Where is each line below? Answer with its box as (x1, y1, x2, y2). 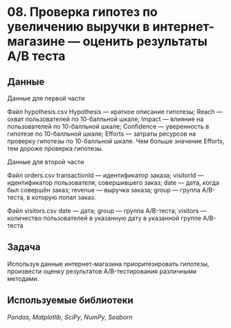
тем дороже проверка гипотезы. (7, 145, 104, 152)
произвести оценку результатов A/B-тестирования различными (7, 267, 197, 275)
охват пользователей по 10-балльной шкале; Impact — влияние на (7, 115, 204, 123)
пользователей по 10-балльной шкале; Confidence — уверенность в (7, 122, 210, 130)
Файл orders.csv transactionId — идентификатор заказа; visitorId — (7, 171, 204, 179)
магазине (7, 34, 66, 49)
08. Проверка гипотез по (7, 4, 158, 20)
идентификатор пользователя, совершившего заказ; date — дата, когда (7, 179, 220, 187)
